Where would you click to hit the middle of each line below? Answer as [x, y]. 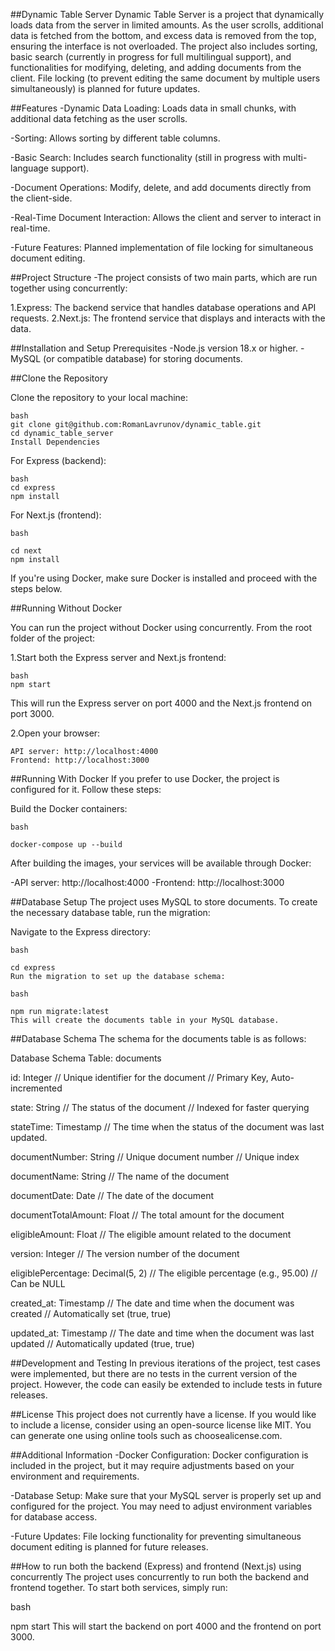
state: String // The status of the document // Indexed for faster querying [160, 1107]
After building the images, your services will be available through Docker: [161, 863]
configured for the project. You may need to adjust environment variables [161, 1506]
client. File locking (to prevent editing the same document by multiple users [165, 78]
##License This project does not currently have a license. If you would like [163, 1414]
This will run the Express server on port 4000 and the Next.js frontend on [161, 703]
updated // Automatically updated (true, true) [102, 1343]
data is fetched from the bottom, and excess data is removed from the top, [163, 35]
